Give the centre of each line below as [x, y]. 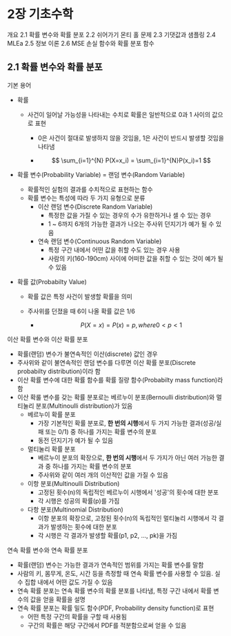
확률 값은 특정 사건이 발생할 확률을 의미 [80, 296]
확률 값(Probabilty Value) [52, 281]
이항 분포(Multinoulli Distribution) [73, 483]
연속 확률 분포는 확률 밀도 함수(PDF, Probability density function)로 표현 [115, 608]
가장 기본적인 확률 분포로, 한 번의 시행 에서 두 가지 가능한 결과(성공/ [127, 423]
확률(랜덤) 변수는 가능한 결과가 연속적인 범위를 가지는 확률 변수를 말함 [110, 565]
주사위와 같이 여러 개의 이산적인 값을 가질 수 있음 [103, 475]
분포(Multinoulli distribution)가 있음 [84, 406]
